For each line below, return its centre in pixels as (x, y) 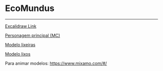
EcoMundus (30, 8)
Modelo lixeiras (20, 45)
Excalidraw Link (21, 26)
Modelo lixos (18, 54)
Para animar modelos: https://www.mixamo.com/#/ (56, 63)
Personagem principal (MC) (33, 35)
